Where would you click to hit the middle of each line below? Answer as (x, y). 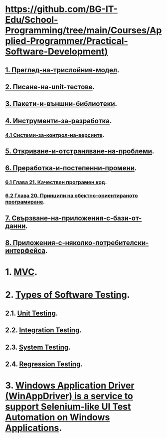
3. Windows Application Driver (70, 386)
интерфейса (25, 251)
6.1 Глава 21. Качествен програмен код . (56, 182)
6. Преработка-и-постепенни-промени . (71, 168)
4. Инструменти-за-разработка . (59, 121)
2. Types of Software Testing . (68, 295)
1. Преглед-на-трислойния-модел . (62, 70)
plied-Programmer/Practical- (67, 41)
